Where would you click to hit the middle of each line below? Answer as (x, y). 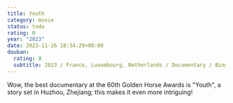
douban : (18, 53)
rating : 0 (21, 33)
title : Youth (26, 13)
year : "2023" (26, 39)
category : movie (31, 20)
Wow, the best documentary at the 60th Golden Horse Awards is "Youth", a (114, 84)
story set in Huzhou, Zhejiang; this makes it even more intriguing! (100, 92)
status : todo (26, 26)
